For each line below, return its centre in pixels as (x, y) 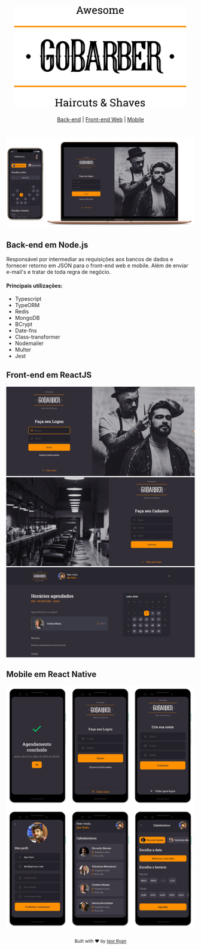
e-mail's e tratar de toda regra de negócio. (59, 272)
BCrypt (24, 324)
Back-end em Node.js (47, 245)
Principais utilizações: (34, 285)
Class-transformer (38, 337)
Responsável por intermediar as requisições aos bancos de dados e (90, 259)
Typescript (28, 299)
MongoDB (27, 318)
